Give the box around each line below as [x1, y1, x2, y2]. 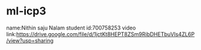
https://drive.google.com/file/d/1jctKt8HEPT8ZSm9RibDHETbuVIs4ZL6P [16, 30, 195, 37]
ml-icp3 [6, 4, 47, 18]
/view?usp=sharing [6, 37, 54, 44]
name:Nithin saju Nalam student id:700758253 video [6, 24, 136, 31]
